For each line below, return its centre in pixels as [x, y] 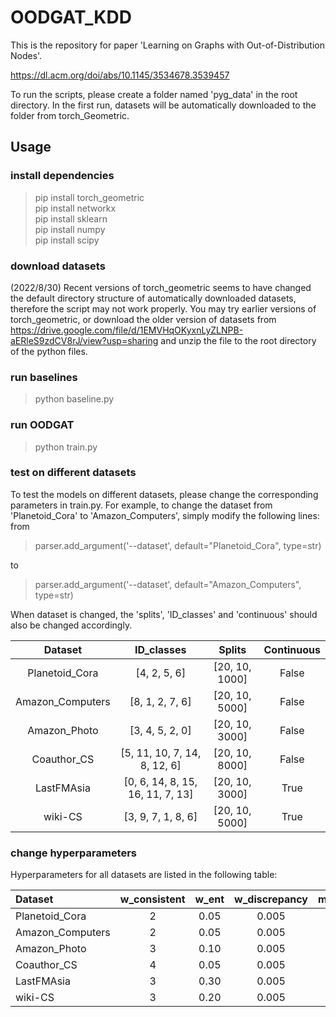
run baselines [44, 377]
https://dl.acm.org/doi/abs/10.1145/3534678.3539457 [120, 75]
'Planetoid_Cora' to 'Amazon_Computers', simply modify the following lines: [165, 515]
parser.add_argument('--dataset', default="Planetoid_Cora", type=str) [178, 545]
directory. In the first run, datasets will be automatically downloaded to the [163, 105]
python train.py [66, 447]
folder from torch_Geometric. [70, 115]
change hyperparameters [74, 853]
